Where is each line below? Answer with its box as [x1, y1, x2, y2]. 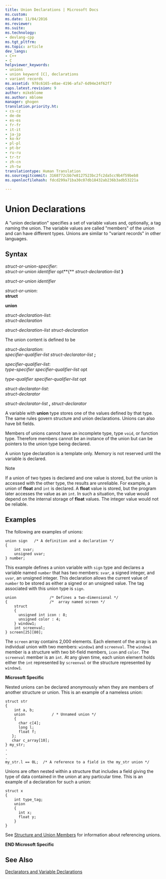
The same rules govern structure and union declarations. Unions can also [5, 415, 155, 421]
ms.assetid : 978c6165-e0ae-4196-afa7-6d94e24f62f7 [5, 81, 112, 86]
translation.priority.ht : [5, 104, 58, 109]
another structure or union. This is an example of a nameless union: [5, 689, 143, 695]
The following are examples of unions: [5, 528, 83, 534]
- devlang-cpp [5, 35, 35, 40]
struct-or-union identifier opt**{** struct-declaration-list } [5, 268, 124, 274]
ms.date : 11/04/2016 [5, 16, 48, 21]
